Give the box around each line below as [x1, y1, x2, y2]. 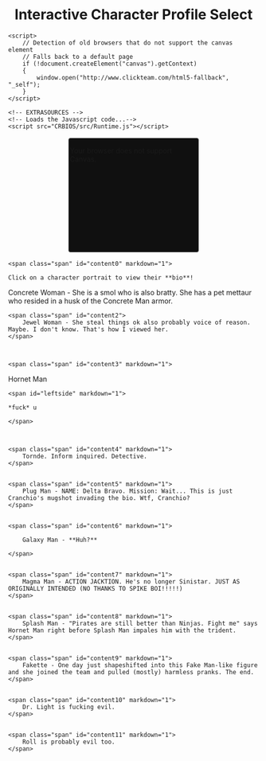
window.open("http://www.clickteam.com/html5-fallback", [36, 73, 229, 81]
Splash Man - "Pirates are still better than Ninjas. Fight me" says [22, 619, 258, 627]
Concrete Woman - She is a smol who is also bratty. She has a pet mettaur [8, 287, 252, 297]
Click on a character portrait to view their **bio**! [8, 273, 194, 282]
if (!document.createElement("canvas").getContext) [22, 60, 198, 68]
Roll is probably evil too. [22, 738, 115, 746]
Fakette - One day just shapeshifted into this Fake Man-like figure [22, 661, 258, 669]
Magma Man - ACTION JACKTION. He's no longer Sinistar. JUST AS [22, 577, 241, 586]
